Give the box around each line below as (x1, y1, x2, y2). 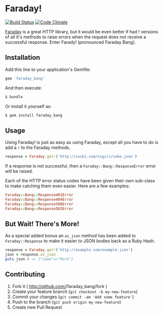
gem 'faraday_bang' (5, 76, 45, 81)
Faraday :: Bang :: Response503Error (5, 206, 74, 211)
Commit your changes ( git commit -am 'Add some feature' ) (12, 293, 134, 300)
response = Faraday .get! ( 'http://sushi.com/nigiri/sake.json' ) (5, 154, 137, 159)
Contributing (5, 270, 45, 279)
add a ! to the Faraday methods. (5, 144, 71, 150)
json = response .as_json (5, 252, 56, 257)
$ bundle (5, 94, 23, 99)
